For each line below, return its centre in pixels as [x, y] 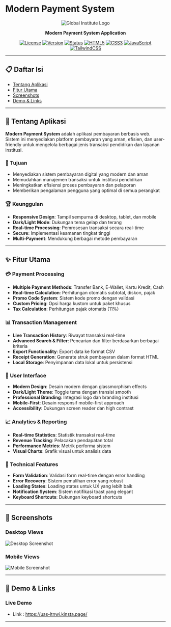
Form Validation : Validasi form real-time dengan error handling [79, 475]
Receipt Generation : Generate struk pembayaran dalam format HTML [85, 357]
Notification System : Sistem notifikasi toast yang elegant [73, 492]
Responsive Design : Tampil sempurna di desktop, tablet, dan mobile [84, 217]
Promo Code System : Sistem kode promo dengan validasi [74, 298]
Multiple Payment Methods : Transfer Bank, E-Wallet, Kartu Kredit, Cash [88, 287]
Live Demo [19, 603]
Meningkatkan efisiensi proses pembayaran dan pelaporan [74, 185]
